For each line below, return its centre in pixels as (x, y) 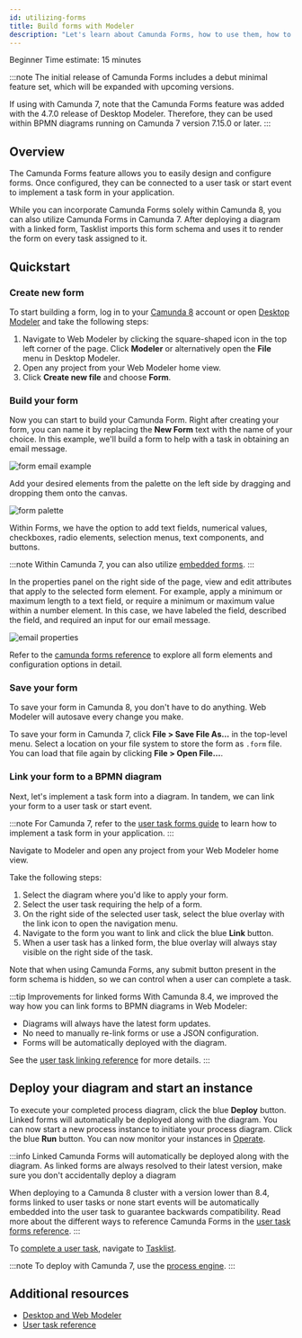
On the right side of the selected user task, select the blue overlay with (153, 914)
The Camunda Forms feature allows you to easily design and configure (140, 174)
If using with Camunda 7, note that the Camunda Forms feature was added (147, 104)
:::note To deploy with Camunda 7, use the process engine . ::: (122, 1265)
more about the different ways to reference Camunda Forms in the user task (150, 1221)
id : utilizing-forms (48, 18)
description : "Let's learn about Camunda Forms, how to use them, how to (151, 34)
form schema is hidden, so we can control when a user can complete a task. (151, 979)
